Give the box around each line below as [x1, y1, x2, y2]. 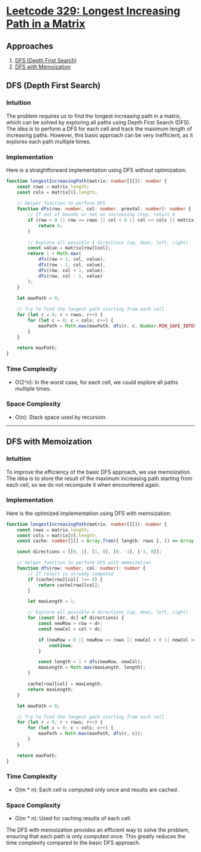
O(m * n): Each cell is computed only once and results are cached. [14, 786, 179, 793]
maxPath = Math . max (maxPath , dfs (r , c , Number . [38, 323, 160, 329]
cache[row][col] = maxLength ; [28, 681, 103, 687]
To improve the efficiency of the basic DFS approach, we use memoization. [6, 468, 191, 475]
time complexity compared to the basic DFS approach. [6, 839, 141, 847]
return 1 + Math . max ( [28, 251, 82, 257]
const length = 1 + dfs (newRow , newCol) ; [38, 659, 144, 665]
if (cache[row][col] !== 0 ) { [28, 576, 103, 582]
